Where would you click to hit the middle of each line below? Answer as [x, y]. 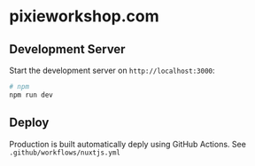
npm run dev [31, 95]
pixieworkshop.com [84, 16]
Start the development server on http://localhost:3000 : [112, 70]
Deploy [29, 123]
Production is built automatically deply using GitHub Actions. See [127, 144]
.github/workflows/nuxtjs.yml [65, 153]
